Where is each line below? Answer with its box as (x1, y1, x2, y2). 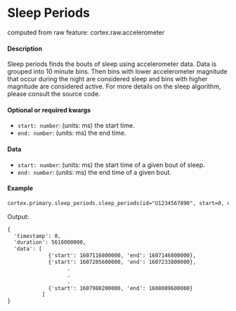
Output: (7, 212, 29, 220)
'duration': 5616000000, (13, 239, 86, 246)
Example (7, 184, 34, 192)
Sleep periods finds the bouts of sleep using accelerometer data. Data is (7, 60, 217, 68)
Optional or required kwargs (7, 105, 91, 114)
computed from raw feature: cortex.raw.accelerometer (7, 28, 165, 37)
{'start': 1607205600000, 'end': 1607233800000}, (48, 258, 197, 265)
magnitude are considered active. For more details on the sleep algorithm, (7, 82, 221, 91)
